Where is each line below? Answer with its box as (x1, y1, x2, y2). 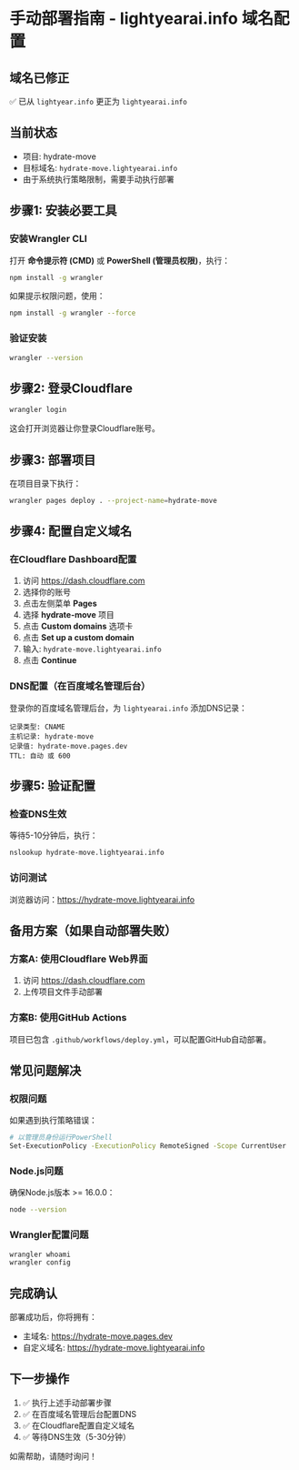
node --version (9, 1205, 67, 1214)
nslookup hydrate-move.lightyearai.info (9, 848, 165, 858)
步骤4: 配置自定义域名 (9, 524, 133, 539)
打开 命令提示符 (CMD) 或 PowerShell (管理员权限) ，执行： (9, 255, 230, 266)
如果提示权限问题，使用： (9, 290, 105, 301)
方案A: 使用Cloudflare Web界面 (9, 952, 148, 965)
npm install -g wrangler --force (9, 308, 136, 318)
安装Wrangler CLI (9, 233, 88, 246)
